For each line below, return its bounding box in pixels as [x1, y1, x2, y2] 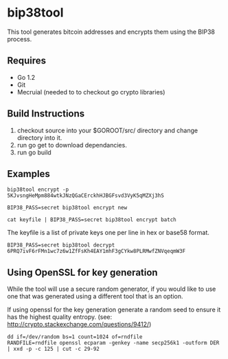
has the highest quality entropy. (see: [7, 313, 113, 321]
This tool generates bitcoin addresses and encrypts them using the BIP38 [7, 28, 215, 36]
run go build [16, 148, 52, 156]
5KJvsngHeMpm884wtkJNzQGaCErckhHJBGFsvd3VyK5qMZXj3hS [7, 192, 165, 199]
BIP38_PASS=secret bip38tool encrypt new [7, 205, 128, 212]
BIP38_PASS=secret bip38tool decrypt [7, 242, 115, 249]
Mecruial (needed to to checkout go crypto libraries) [16, 88, 166, 96]
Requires [7, 55, 47, 67]
